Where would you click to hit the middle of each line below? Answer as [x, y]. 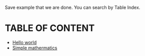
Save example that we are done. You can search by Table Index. [73, 7]
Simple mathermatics [35, 48]
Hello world [24, 42]
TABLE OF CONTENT [50, 28]
